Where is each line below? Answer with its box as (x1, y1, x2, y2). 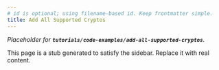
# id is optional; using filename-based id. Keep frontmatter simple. (7, 10, 214, 17)
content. (7, 56, 31, 64)
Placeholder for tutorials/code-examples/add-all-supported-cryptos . (7, 35, 205, 43)
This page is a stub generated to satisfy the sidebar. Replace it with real (7, 49, 209, 57)
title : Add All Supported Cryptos (7, 16, 106, 23)
